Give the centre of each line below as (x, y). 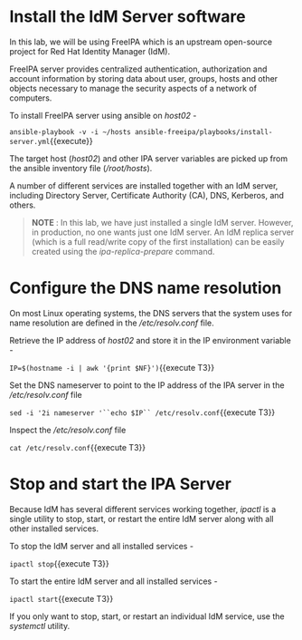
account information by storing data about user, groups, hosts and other (144, 78)
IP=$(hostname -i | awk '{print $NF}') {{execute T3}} (112, 367)
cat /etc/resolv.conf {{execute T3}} (78, 447)
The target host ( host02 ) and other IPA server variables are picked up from (148, 158)
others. (23, 205)
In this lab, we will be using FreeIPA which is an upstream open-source (141, 42)
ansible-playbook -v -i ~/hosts (70, 132)
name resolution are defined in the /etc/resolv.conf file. (112, 323)
